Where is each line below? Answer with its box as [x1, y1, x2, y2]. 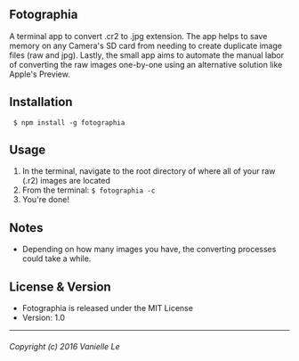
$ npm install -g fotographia [12, 118, 125, 127]
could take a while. [21, 253, 92, 264]
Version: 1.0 [21, 312, 65, 324]
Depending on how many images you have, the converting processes [21, 244, 277, 255]
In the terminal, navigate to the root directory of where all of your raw [21, 166, 276, 176]
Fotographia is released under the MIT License [21, 303, 194, 314]
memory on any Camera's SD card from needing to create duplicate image [9, 40, 283, 51]
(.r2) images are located [21, 176, 111, 186]
